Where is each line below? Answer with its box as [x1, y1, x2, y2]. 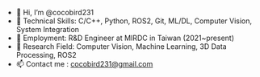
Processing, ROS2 [15, 51, 77, 59]
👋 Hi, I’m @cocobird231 [15, 8, 94, 17]
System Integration [15, 25, 79, 34]
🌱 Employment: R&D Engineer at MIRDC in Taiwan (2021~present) [15, 33, 235, 43]
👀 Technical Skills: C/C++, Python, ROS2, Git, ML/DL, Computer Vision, [15, 16, 253, 26]
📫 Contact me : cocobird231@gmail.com [15, 59, 153, 68]
